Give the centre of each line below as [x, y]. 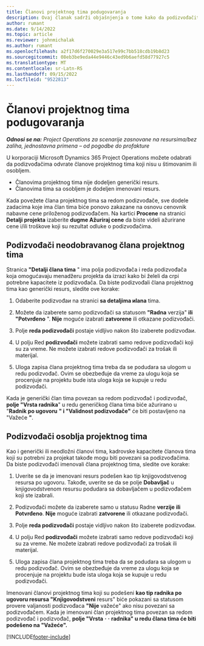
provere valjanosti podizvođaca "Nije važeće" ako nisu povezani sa [90, 605]
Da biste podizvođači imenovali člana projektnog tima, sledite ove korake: [98, 464]
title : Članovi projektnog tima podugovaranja [66, 12]
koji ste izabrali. [35, 495]
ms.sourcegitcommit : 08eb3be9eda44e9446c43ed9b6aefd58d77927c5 [88, 57]
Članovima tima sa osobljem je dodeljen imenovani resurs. [88, 189]
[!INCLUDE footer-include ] [39, 637]
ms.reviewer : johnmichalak [40, 40]
